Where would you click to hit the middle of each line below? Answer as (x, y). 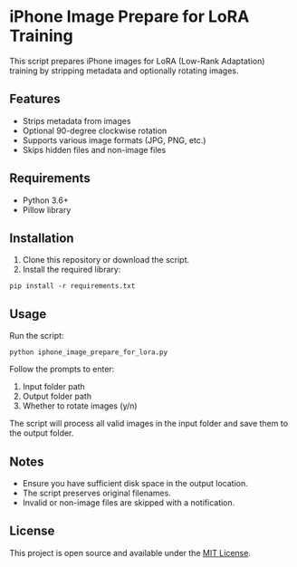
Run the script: (37, 336)
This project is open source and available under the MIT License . (130, 553)
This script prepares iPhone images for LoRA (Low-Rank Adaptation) (137, 61)
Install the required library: (72, 270)
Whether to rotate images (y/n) (80, 406)
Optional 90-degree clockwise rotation (95, 130)
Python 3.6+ (46, 200)
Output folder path (57, 397)
